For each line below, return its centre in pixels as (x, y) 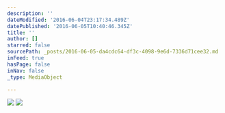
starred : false (29, 45)
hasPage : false (29, 64)
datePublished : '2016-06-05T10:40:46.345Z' (70, 26)
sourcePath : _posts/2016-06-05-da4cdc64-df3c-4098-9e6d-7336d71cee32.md (113, 52)
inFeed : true (26, 58)
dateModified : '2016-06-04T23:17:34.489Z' (68, 20)
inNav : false (26, 71)
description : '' (30, 13)
